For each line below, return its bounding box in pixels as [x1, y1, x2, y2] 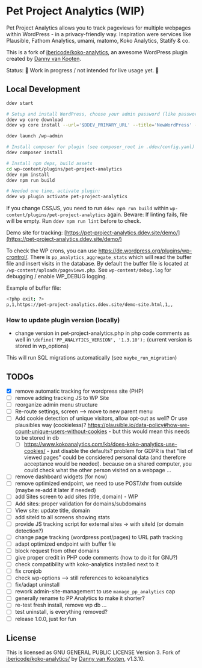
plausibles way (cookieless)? [14, 422, 87, 429]
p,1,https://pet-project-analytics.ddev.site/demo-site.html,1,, [6, 302, 173, 308]
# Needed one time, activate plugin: [6, 188, 101, 194]
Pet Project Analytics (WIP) [6, 4, 145, 18]
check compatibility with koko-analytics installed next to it [14, 561, 159, 568]
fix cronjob [14, 567, 42, 575]
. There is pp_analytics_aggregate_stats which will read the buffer [26, 254, 192, 261]
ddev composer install [6, 149, 63, 155]
